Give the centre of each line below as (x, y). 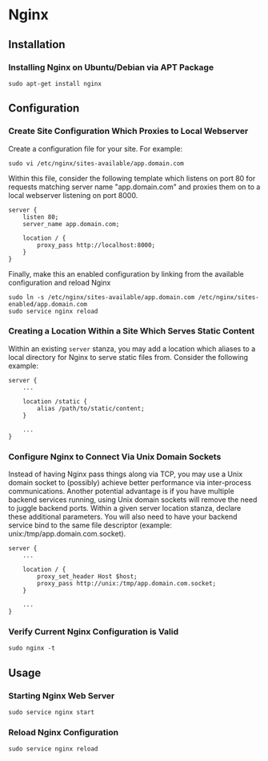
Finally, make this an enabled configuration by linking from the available (126, 273)
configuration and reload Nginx (60, 282)
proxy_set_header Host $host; (87, 577)
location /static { (55, 401)
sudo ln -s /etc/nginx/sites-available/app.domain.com (102, 297)
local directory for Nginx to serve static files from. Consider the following (128, 357)
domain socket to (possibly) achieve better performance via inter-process (130, 483)
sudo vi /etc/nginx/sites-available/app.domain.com (96, 163)
